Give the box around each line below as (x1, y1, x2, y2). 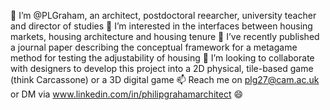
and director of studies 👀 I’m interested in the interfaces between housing (10, 20, 313, 32)
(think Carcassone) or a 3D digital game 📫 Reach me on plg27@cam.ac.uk (10, 74, 320, 85)
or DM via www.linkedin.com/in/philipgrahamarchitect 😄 (10, 88, 244, 100)
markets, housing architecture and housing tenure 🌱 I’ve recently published (10, 31, 320, 42)
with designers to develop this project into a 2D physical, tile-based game (10, 63, 314, 74)
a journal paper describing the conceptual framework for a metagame (10, 41, 298, 53)
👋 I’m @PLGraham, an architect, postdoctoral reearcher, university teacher (10, 10, 317, 21)
